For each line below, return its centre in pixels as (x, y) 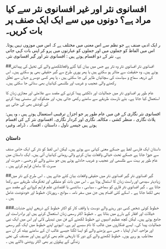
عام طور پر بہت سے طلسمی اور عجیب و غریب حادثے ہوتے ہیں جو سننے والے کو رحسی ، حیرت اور (82, 160)
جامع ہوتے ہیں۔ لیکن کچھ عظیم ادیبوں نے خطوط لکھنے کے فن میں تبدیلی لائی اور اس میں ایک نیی (83, 219)
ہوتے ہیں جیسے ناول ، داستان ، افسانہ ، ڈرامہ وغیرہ (51, 124)
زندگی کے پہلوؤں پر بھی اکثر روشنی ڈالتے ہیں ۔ (43, 241)
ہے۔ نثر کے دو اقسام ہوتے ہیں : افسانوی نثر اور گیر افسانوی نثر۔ (63, 56)
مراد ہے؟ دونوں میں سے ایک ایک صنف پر (78, 20)
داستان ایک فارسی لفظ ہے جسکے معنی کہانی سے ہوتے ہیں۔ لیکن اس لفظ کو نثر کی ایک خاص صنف (83, 149)
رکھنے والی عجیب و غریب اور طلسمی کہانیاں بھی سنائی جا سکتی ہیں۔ (61, 82)
